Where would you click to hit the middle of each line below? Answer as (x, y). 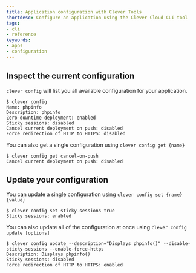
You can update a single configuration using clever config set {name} (94, 194)
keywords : (19, 40)
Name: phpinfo (24, 107)
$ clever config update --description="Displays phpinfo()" (84, 244)
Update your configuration (57, 180)
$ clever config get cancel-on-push (52, 156)
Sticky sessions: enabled (39, 216)
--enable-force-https (77, 249)
